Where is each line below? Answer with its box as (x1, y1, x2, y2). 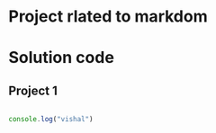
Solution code (8, 48, 114, 68)
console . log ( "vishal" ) (8, 115, 94, 124)
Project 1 (8, 83, 58, 98)
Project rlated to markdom (8, 6, 208, 27)
